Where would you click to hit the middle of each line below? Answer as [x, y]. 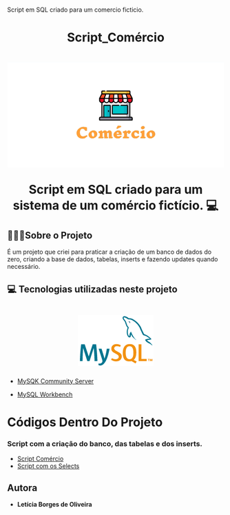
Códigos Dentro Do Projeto [85, 422]
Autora [22, 488]
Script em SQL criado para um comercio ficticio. [75, 10]
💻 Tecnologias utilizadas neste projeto [92, 289]
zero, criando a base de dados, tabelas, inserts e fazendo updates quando [113, 259]
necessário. [24, 267]
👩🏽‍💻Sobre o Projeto [50, 235]
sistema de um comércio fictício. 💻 [116, 205]
